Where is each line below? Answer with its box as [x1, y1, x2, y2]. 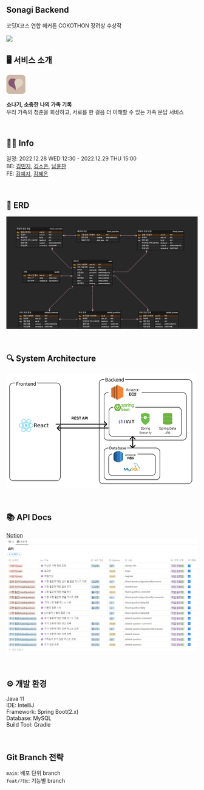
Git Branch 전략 [6, 752, 64, 763]
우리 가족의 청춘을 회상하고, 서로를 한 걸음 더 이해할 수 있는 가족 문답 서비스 [6, 108, 184, 115]
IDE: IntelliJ [6, 702, 35, 709]
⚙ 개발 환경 [6, 678, 47, 689]
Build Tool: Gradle [6, 721, 51, 728]
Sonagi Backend [6, 5, 69, 15]
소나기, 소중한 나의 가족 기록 [6, 101, 72, 108]
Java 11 [6, 695, 24, 703]
